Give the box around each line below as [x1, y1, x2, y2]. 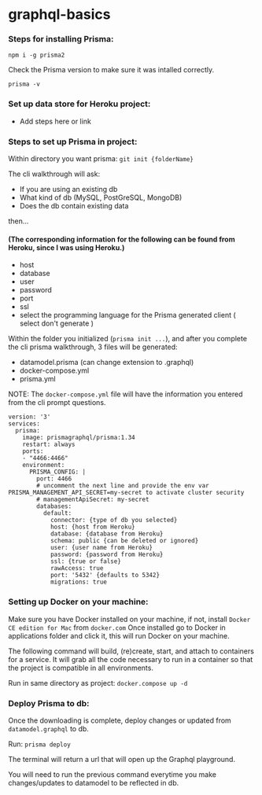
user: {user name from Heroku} [50, 544, 153, 552]
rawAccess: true [50, 565, 104, 572]
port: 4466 [36, 475, 72, 483]
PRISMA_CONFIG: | [28, 468, 87, 477]
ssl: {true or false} [50, 558, 122, 565]
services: [8, 420, 41, 428]
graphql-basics [8, 6, 111, 24]
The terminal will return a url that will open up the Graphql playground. [8, 754, 236, 764]
